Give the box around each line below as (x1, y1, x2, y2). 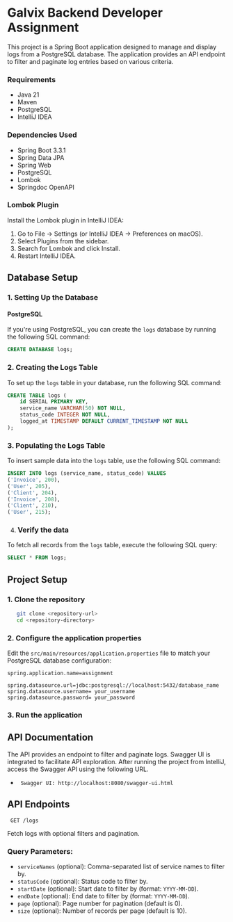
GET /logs (10, 817, 39, 824)
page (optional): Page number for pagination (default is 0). (17, 899, 183, 907)
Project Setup (7, 574, 68, 585)
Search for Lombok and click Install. (17, 244, 120, 252)
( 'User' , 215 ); (7, 509, 51, 516)
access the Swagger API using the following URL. (7, 765, 149, 773)
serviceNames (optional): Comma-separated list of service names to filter (17, 862, 225, 871)
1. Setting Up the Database (7, 293, 99, 302)
